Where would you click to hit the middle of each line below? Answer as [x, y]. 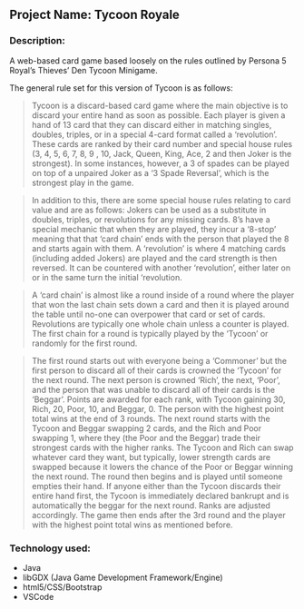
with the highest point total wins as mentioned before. [132, 525]
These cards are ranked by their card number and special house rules [162, 143]
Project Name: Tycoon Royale [94, 15]
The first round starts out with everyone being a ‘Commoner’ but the [159, 360]
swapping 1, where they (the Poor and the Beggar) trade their [146, 437]
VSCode [38, 596]
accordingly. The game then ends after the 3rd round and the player [158, 515]
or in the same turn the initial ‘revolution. [107, 277]
